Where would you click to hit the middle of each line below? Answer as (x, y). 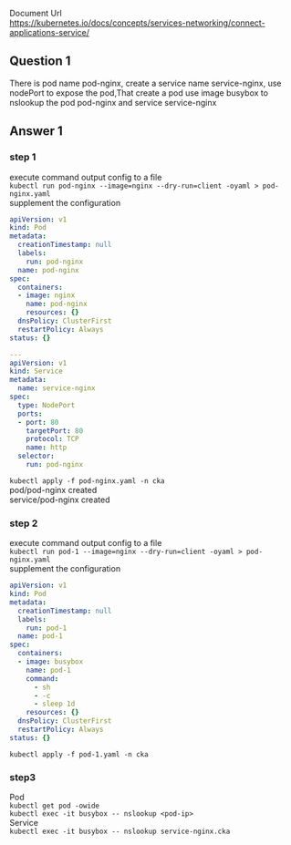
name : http (47, 448)
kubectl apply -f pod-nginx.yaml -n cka (88, 481)
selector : (36, 456)
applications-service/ (49, 32)
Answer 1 (36, 131)
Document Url (36, 13)
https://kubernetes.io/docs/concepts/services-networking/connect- (138, 23)
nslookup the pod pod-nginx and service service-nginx (113, 102)
